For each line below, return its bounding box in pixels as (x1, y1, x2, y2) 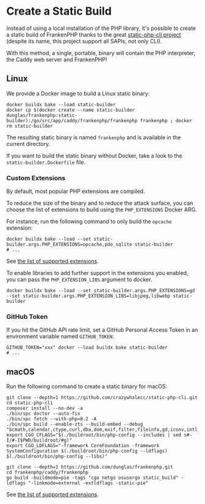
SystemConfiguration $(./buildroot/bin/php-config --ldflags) (6, 448, 168, 455)
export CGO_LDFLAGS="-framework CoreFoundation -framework (6, 443, 160, 449)
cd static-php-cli (6, 400, 53, 406)
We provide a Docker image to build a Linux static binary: (6, 90, 150, 97)
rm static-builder (6, 123, 53, 129)
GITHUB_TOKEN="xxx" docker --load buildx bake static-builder (6, 345, 168, 351)
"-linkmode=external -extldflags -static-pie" (28, 480, 149, 486)
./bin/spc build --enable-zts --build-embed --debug (6, 422, 143, 428)
